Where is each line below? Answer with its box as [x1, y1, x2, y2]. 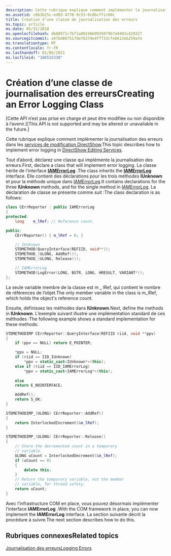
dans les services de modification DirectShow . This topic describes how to [6, 141, 160, 148]
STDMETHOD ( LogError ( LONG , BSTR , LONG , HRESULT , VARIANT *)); [15, 270, 145, 275]
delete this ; [24, 467, 52, 472]
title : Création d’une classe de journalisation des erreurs [6, 17, 138, 22]
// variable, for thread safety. [15, 482, 86, 487]
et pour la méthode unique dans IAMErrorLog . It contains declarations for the [6, 179, 165, 185]
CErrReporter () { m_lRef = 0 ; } [15, 233, 83, 238]
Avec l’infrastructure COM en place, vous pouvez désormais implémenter [6, 500, 159, 507]
